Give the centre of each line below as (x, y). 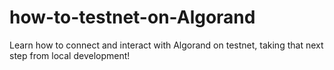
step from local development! (70, 55)
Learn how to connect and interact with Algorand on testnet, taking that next (166, 45)
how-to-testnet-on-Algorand (132, 17)
